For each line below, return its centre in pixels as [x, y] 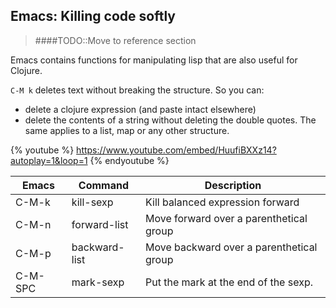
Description [233, 185]
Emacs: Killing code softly [93, 16]
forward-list [100, 224]
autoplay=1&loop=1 [49, 160]
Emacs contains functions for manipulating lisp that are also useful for [154, 60]
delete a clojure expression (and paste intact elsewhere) [140, 109]
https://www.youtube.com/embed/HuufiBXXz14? [176, 150]
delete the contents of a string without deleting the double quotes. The [170, 120]
